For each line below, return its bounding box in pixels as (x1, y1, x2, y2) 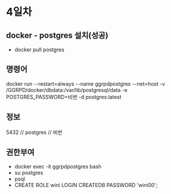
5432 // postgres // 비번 (6, 129, 63, 136)
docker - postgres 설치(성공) (6, 30, 109, 40)
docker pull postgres (14, 46, 65, 53)
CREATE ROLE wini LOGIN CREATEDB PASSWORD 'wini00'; (14, 182, 158, 189)
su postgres (14, 170, 44, 177)
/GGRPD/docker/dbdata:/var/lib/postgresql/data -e (6, 86, 128, 93)
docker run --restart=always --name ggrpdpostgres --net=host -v (6, 80, 165, 87)
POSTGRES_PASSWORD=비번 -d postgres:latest (6, 93, 121, 100)
